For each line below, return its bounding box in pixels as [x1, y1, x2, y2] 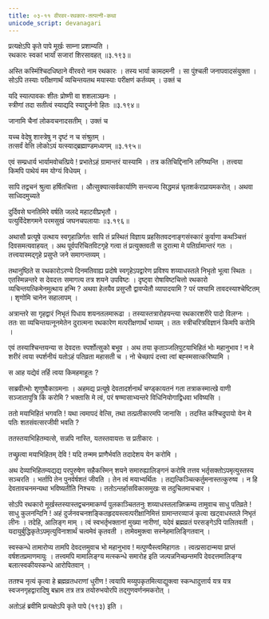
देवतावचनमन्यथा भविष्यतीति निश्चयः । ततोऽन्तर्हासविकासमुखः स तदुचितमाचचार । [8, 483, 211, 493]
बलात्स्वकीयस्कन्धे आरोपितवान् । [8, 560, 91, 569]
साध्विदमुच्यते [8, 191, 40, 200]
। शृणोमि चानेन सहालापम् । [8, 292, 78, 302]
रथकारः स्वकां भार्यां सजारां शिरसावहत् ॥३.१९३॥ [8, 50, 132, 60]
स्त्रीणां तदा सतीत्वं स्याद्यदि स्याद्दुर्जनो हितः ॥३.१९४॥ [8, 100, 140, 109]
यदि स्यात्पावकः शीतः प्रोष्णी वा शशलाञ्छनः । [8, 91, 117, 101]
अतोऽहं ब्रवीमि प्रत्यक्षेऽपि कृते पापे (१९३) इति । [8, 601, 124, 611]
